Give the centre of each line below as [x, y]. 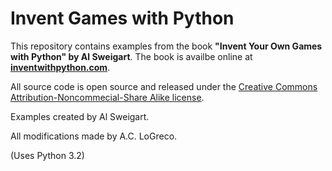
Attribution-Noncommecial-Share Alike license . [107, 97]
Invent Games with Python [122, 18]
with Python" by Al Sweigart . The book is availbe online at [131, 56]
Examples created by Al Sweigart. [80, 116]
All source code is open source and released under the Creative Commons [164, 86]
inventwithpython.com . [60, 67]
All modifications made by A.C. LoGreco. [94, 136]
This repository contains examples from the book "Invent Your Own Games [166, 46]
